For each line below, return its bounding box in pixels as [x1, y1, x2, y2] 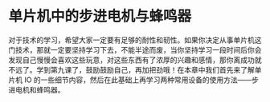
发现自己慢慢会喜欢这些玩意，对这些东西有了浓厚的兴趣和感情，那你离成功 [8, 55, 255, 65]
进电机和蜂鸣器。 [8, 84, 65, 94]
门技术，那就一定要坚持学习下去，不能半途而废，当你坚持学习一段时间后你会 [8, 45, 262, 54]
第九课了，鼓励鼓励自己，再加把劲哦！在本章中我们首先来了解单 [50, 65, 262, 74]
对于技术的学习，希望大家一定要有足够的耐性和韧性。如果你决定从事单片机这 [8, 35, 262, 45]
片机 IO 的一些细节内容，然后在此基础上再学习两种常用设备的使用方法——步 [8, 75, 260, 84]
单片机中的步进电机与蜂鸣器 [8, 7, 192, 25]
